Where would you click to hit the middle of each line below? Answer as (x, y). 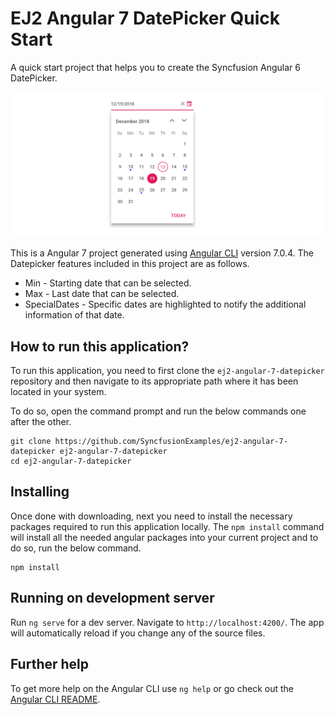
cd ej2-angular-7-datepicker (71, 462)
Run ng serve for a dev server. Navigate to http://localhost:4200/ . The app (167, 622)
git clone (31, 442)
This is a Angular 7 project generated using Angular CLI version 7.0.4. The (162, 253)
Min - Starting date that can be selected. (108, 283)
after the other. (41, 422)
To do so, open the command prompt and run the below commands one (158, 411)
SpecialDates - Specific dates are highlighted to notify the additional (165, 304)
